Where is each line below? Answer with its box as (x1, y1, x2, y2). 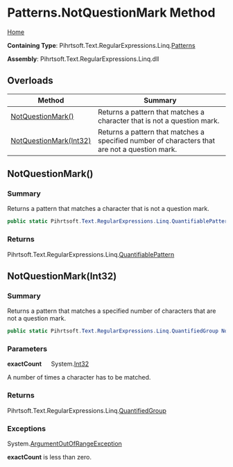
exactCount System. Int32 (7, 359, 89, 368)
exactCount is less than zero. (7, 453, 92, 461)
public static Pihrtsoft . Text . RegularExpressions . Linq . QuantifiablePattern (7, 218, 231, 225)
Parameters (7, 344, 47, 354)
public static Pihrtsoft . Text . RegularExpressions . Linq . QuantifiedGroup (7, 328, 218, 334)
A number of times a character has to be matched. (7, 373, 151, 382)
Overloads (7, 75, 53, 87)
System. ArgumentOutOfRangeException (7, 439, 123, 448)
